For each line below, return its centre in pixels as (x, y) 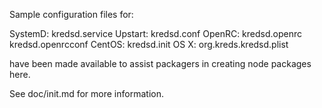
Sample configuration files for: (71, 14)
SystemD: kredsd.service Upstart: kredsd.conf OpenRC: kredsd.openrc (156, 33)
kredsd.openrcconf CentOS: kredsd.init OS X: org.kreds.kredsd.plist (149, 44)
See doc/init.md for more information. (86, 93)
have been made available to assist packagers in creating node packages (160, 63)
